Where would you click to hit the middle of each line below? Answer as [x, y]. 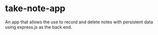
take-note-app [35, 9]
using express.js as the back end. [39, 27]
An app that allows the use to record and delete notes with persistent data [79, 22]
